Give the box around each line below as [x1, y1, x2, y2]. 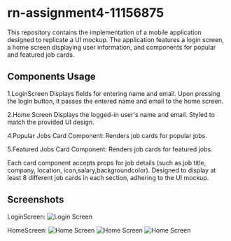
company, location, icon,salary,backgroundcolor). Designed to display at [7, 166, 216, 174]
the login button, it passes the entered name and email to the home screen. [7, 97, 224, 105]
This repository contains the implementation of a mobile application [7, 28, 202, 36]
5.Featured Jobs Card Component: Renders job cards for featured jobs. [7, 145, 213, 153]
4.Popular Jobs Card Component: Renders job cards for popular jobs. [7, 131, 208, 139]
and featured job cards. [7, 50, 75, 59]
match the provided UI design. [7, 118, 94, 126]
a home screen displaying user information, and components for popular [7, 43, 216, 51]
